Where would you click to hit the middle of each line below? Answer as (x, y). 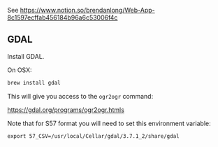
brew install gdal (34, 83)
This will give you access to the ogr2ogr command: (80, 96)
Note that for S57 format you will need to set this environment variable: (109, 123)
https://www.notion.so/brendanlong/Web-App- (87, 10)
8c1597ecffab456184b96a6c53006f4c (63, 17)
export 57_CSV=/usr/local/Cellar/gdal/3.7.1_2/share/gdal (93, 136)
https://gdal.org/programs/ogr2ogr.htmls (66, 110)
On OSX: (20, 70)
